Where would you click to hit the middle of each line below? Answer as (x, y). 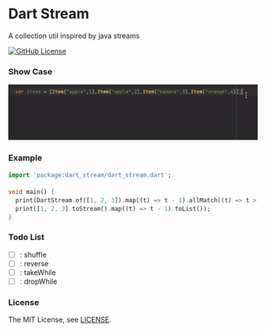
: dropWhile (38, 281)
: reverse (34, 263)
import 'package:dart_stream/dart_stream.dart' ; (90, 175)
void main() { (32, 192)
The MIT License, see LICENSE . (60, 320)
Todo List (27, 237)
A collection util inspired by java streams (74, 36)
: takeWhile (38, 272)
